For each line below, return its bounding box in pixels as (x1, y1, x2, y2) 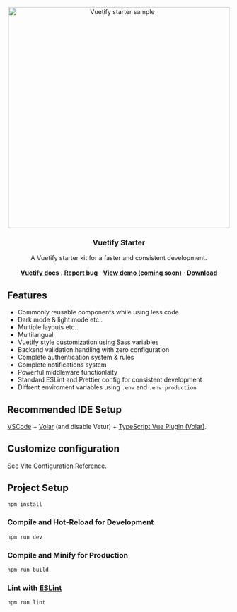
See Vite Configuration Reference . (7, 461, 108, 470)
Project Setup (7, 482, 69, 494)
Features (7, 289, 47, 301)
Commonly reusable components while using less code (17, 308, 179, 317)
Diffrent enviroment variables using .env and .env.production (17, 383, 197, 392)
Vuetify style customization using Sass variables (17, 338, 159, 346)
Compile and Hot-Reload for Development (7, 517, 154, 527)
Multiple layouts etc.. (17, 323, 79, 331)
